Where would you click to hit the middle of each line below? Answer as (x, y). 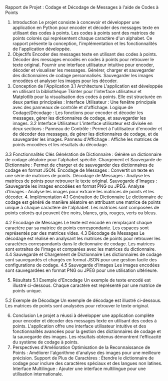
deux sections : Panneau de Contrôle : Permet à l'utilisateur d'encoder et (87, 129)
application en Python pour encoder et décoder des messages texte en (86, 28)
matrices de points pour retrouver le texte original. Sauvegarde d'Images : (81, 181)
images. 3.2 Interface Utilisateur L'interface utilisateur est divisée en (82, 123)
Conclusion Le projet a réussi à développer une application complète (83, 315)
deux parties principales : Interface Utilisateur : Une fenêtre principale (84, 102)
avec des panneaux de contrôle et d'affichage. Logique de (73, 107)
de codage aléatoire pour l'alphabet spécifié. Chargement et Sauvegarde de (83, 159)
